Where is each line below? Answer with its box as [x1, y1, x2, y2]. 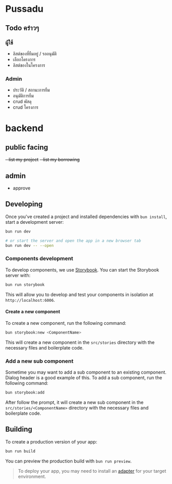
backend [5, 123, 44, 134]
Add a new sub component [5, 357, 73, 364]
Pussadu [5, 3, 44, 15]
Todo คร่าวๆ [5, 24, 40, 32]
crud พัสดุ [12, 99, 32, 105]
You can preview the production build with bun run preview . [5, 458, 132, 464]
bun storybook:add [5, 390, 45, 395]
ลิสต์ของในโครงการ [12, 62, 45, 68]
